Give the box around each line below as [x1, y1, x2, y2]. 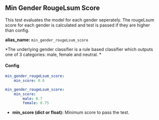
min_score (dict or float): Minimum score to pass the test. [12, 110, 130, 116]
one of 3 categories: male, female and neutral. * [5, 51, 102, 57]
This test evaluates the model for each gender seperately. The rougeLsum [5, 17, 155, 23]
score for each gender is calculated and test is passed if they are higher [5, 22, 150, 28]
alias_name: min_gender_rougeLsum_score [5, 37, 89, 43]
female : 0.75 [23, 100, 49, 106]
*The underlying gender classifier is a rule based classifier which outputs [5, 46, 153, 52]
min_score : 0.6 [14, 78, 45, 83]
